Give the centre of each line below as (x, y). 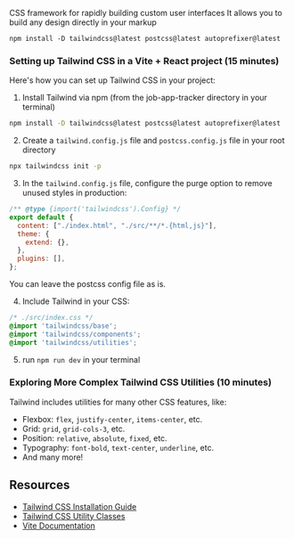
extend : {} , (47, 242)
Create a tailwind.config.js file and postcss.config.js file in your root (153, 141)
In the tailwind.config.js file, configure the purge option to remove (147, 184)
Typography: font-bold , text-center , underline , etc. (118, 447)
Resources (40, 485)
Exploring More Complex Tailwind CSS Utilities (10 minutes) (140, 382)
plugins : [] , (41, 259)
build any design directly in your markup (83, 22)
